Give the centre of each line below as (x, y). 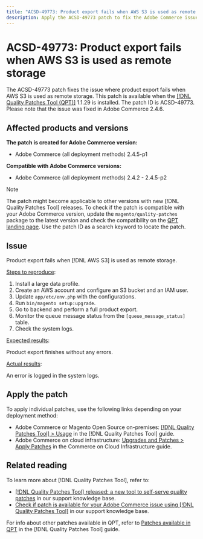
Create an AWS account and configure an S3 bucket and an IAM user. (102, 290)
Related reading (37, 466)
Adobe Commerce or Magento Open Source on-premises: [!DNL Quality (105, 427)
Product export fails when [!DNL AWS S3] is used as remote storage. (92, 260)
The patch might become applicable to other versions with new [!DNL (93, 201)
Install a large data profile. (47, 284)
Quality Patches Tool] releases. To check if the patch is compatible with (95, 208)
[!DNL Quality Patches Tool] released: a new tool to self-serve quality (101, 492)
